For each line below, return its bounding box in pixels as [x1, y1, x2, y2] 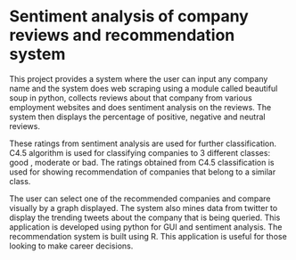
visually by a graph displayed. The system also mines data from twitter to [9, 202, 278, 213]
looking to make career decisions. [9, 240, 134, 251]
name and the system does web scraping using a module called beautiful [9, 83, 278, 93]
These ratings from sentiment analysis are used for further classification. [9, 138, 277, 149]
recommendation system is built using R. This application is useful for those [9, 231, 287, 241]
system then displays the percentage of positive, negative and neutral [9, 111, 266, 122]
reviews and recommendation [9, 25, 235, 45]
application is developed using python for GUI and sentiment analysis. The [9, 221, 283, 232]
